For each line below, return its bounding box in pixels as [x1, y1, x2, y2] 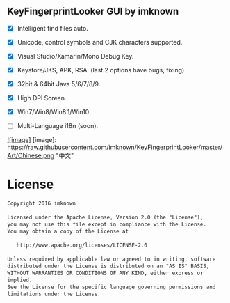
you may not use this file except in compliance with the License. [7, 221, 207, 228]
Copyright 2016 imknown [7, 200, 76, 208]
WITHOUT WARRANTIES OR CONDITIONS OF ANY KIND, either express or [7, 270, 204, 277]
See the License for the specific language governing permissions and [7, 283, 216, 291]
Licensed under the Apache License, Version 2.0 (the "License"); [7, 214, 204, 222]
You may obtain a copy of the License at [7, 228, 129, 235]
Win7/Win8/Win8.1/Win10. [17, 108, 91, 116]
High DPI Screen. [17, 94, 67, 102]
